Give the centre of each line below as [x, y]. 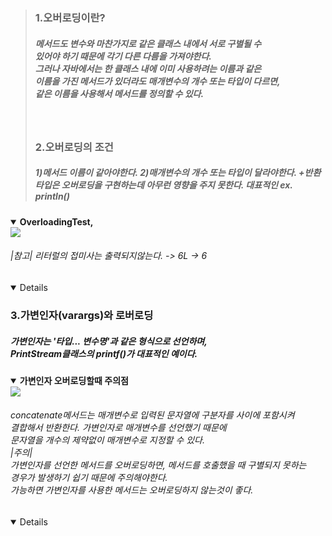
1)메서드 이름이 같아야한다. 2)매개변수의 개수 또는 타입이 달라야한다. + [169, 173]
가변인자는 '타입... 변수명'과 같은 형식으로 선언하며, [109, 341]
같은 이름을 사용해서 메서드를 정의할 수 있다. [119, 93]
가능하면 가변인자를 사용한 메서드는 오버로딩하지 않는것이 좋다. [132, 490]
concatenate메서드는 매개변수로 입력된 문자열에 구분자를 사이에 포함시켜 [152, 415]
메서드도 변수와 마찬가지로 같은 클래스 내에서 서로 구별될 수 [148, 43]
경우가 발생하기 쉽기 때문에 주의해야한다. [89, 478]
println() [52, 196]
